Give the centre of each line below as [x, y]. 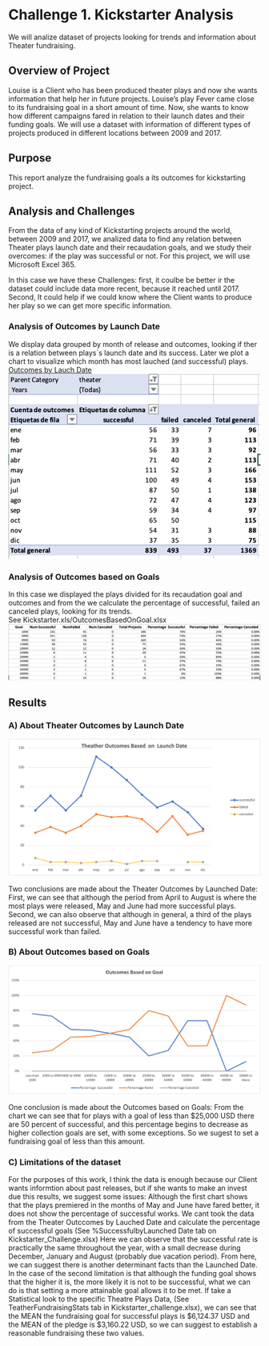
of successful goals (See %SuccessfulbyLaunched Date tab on [112, 1231]
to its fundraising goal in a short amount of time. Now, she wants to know [129, 107]
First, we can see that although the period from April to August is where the [132, 897]
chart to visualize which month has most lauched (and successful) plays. [128, 361]
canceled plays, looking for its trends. [70, 611]
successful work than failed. [55, 931]
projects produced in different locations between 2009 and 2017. [115, 133]
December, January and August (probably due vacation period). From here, [133, 1256]
